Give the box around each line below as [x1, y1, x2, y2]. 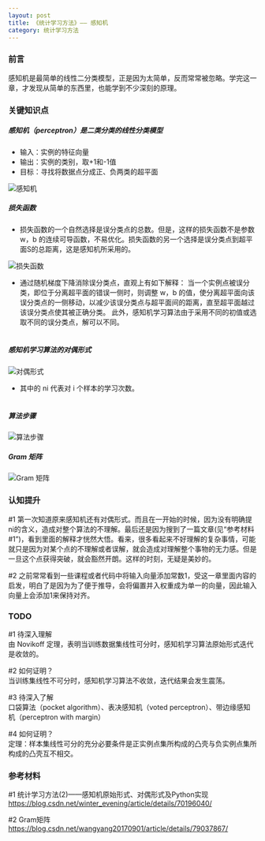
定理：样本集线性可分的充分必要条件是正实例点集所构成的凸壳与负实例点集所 [8, 739, 257, 749]
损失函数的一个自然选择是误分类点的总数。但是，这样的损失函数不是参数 [19, 224, 255, 234]
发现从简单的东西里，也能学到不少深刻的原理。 [28, 83, 181, 92]
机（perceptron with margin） [8, 712, 105, 722]
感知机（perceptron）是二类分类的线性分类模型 [8, 125, 163, 135]
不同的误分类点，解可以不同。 [26, 317, 124, 327]
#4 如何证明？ [8, 729, 54, 738]
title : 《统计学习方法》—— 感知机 [8, 19, 109, 27]
